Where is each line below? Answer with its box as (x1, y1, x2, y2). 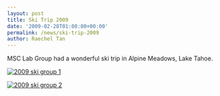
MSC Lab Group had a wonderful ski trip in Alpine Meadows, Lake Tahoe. (7, 54, 213, 62)
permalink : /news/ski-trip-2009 (7, 29, 99, 36)
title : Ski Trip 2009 (7, 16, 69, 23)
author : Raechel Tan (7, 36, 66, 43)
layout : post (7, 10, 44, 17)
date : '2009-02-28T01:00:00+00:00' (7, 23, 109, 29)
